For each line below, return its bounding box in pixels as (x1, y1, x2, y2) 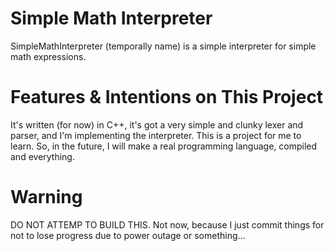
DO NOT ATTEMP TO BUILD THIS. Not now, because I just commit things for (10, 218, 325, 231)
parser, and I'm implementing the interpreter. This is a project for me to (10, 129, 302, 141)
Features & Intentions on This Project (10, 86, 324, 109)
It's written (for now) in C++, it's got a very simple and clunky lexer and (10, 118, 304, 131)
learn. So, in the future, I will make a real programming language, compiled (10, 140, 318, 152)
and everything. (10, 150, 75, 162)
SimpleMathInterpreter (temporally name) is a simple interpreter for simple (10, 40, 317, 52)
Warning (10, 186, 83, 209)
